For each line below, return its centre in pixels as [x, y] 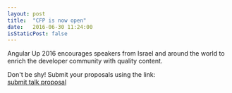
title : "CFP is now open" [47, 20]
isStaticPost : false [38, 33]
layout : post [26, 14]
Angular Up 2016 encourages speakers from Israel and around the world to [116, 54]
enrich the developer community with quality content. [85, 61]
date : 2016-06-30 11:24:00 [50, 27]
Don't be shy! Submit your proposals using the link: [81, 75]
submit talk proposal [37, 82]
